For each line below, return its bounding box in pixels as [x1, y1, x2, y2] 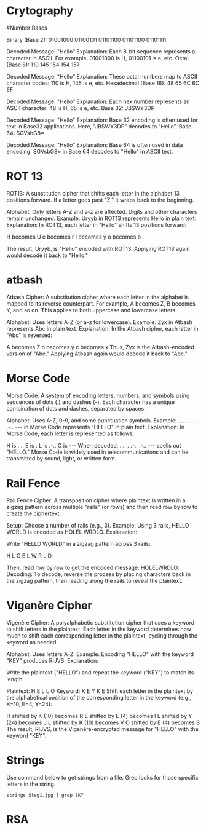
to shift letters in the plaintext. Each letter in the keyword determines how [6, 625, 192, 633]
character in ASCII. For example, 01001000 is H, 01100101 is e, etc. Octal [6, 54, 189, 61]
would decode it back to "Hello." [6, 251, 89, 259]
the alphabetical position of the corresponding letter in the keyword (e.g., [6, 694, 192, 701]
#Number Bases [6, 24, 47, 31]
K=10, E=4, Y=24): [6, 700, 52, 708]
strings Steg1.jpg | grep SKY [6, 792, 84, 798]
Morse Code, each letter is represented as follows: [6, 430, 135, 437]
